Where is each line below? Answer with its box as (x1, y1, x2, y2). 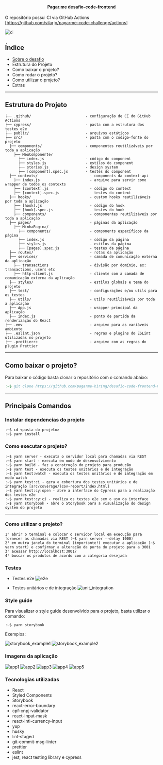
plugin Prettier (5, 344, 38, 348)
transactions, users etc (5, 267, 55, 272)
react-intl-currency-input (12, 718, 62, 724)
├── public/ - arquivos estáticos (5, 130, 130, 136)
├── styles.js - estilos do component (17, 161, 133, 165)
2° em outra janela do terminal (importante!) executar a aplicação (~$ (5, 540, 155, 545)
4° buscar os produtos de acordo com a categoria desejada (5, 553, 127, 558)
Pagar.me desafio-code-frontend (47, 4, 116, 10)
